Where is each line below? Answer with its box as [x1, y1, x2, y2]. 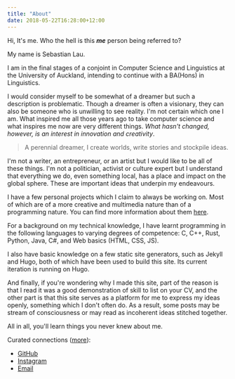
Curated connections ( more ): [7, 335, 91, 344]
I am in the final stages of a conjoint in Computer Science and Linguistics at [7, 63, 225, 72]
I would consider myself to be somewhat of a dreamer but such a [7, 92, 196, 101]
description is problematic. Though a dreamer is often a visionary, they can [7, 99, 224, 108]
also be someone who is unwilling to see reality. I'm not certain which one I [7, 107, 224, 115]
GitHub [17, 349, 39, 357]
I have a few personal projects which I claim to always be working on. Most [7, 193, 224, 201]
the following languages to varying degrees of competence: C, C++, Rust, [7, 229, 221, 237]
